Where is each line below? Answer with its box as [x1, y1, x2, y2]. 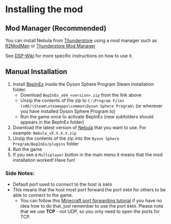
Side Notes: [5, 169, 35, 177]
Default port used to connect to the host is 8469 [12, 181, 112, 187]
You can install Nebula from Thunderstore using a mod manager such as [5, 37, 157, 43]
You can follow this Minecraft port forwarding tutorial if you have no [20, 197, 162, 204]
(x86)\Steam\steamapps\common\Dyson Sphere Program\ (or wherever [20, 103, 163, 109]
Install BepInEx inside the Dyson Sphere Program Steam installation [12, 81, 154, 87]
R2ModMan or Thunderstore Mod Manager [5, 43, 96, 49]
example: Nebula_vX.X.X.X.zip [12, 130, 77, 136]
